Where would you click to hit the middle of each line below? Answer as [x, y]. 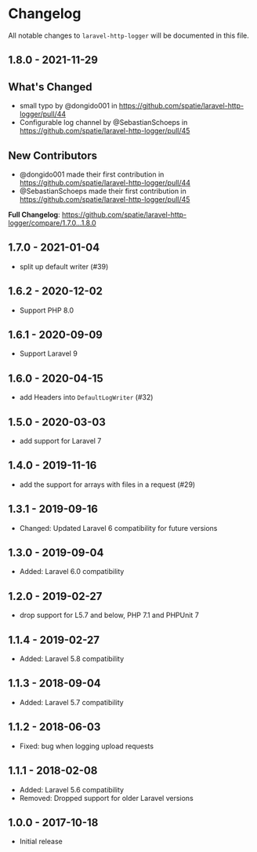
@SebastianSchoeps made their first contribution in [103, 191]
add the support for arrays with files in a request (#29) [107, 485]
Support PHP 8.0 [47, 310]
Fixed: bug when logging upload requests [87, 746]
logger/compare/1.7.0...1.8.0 [52, 223]
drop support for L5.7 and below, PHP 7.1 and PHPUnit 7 [109, 615]
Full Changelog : [34, 214]
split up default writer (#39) [64, 266]
